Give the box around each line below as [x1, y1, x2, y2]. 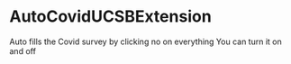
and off [9, 45, 36, 56]
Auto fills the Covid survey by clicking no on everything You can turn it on [9, 36, 282, 47]
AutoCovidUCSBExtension [9, 6, 212, 27]
